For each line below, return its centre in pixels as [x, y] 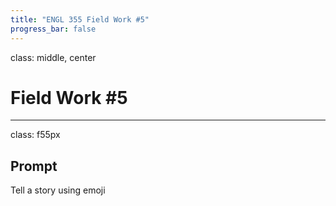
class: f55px [35, 135]
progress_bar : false [53, 29]
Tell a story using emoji [58, 190]
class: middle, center [53, 57]
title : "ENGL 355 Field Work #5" [80, 19]
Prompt [34, 166]
